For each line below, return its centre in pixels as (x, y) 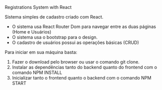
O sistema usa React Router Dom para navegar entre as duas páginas (84, 26)
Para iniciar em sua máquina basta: (41, 52)
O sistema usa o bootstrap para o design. (55, 37)
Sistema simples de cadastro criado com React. (54, 17)
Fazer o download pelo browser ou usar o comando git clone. (76, 62)
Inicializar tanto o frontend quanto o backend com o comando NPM (82, 78)
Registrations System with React (38, 7)
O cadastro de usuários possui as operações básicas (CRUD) (75, 42)
